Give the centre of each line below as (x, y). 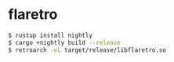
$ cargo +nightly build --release (65, 42)
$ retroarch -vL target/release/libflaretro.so (87, 50)
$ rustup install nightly (50, 35)
